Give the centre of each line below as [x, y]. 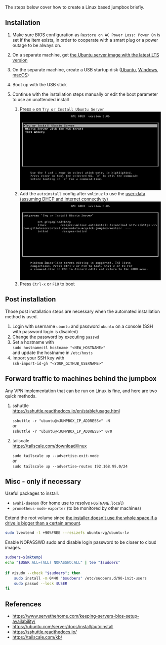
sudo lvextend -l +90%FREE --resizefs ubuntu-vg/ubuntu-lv [67, 533]
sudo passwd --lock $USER [41, 584]
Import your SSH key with [38, 358]
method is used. [21, 316]
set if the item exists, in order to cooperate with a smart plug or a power [85, 40]
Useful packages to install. [32, 493]
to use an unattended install [41, 99]
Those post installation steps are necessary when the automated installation [83, 311]
